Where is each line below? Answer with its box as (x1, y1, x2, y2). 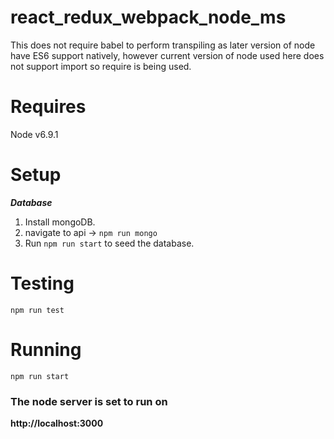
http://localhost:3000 (10, 417, 104, 429)
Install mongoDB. (24, 216, 96, 228)
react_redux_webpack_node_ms (10, 6, 287, 29)
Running (10, 338, 82, 361)
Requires (10, 96, 87, 118)
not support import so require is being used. (10, 60, 192, 72)
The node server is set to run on (10, 394, 168, 408)
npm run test (10, 305, 65, 315)
